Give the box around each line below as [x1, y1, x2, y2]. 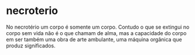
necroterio [6, 4, 59, 18]
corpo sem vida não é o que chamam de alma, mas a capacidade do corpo [6, 29, 187, 36]
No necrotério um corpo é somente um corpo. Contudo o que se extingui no [6, 23, 190, 30]
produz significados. [6, 42, 56, 49]
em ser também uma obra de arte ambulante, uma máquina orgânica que [6, 36, 183, 43]
